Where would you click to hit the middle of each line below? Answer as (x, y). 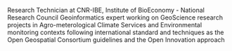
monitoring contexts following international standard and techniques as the (116, 32)
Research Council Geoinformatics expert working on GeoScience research (115, 17)
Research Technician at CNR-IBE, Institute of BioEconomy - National (106, 10)
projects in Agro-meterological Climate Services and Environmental (105, 25)
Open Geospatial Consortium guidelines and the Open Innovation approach (116, 40)
